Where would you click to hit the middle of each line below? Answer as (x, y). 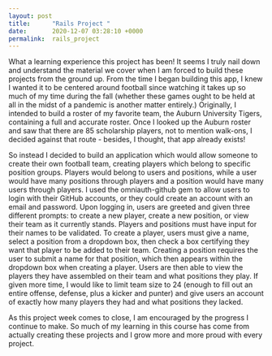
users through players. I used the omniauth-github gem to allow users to (129, 190)
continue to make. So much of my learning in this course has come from (129, 327)
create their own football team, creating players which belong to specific (130, 164)
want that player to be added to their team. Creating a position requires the (133, 250)
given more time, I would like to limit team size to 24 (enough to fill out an (131, 284)
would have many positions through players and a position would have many (136, 181)
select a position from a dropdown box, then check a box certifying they (129, 241)
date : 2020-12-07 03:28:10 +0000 (76, 31)
